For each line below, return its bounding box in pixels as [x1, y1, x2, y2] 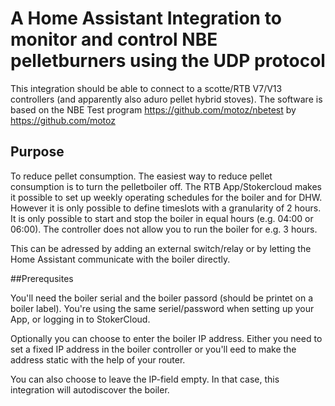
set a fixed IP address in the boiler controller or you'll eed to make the [10, 343, 297, 355]
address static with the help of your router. [10, 353, 186, 366]
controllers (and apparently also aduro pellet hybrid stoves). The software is [10, 93, 323, 105]
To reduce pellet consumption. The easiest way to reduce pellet [10, 170, 273, 182]
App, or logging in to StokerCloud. [10, 313, 151, 325]
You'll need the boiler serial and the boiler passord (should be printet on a [10, 292, 313, 304]
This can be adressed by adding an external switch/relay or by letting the [10, 242, 312, 254]
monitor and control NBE [10, 28, 218, 51]
